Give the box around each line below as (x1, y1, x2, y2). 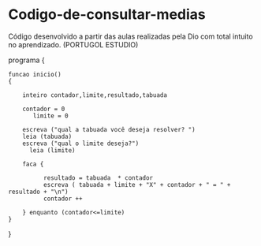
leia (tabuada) (22, 132, 73, 140)
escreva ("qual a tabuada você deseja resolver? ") (22, 125, 196, 133)
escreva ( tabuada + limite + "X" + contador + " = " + (43, 181, 231, 188)
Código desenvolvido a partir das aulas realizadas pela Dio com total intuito (8, 32, 254, 41)
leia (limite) (28, 146, 76, 155)
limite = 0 (32, 112, 69, 120)
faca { (22, 160, 44, 168)
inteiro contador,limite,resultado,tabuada (22, 91, 168, 99)
